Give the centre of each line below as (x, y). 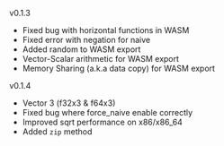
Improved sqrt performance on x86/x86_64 (102, 122)
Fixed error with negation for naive (86, 40)
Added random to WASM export (81, 49)
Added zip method (57, 132)
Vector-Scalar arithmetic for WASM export (101, 59)
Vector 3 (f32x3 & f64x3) (69, 103)
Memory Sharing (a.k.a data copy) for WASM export (119, 68)
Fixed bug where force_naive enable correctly (108, 112)
